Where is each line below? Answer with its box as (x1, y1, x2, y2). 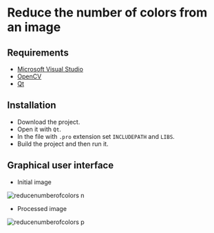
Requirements (7, 47, 69, 58)
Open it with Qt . (17, 125, 62, 133)
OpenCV (17, 72, 42, 80)
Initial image (17, 177, 52, 186)
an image (7, 19, 61, 35)
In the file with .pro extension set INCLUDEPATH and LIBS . (17, 132, 175, 140)
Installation (7, 100, 56, 111)
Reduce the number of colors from (7, 5, 208, 21)
